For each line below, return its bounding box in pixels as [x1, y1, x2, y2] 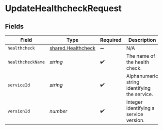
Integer [126, 99, 143, 105]
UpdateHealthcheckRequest [5, 3, 122, 14]
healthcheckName [7, 59, 45, 65]
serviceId [7, 82, 30, 88]
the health [126, 59, 149, 65]
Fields [5, 22, 24, 31]
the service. [126, 91, 153, 97]
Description [128, 37, 156, 43]
